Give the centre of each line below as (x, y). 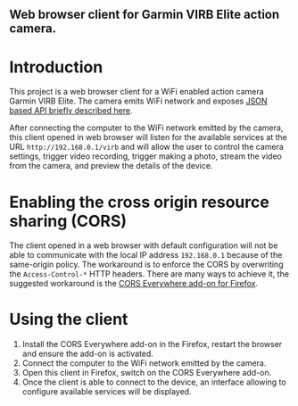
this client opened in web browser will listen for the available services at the (148, 137)
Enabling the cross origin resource (139, 202)
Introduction (56, 67)
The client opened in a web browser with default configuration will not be (144, 245)
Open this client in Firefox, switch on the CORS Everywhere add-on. (147, 373)
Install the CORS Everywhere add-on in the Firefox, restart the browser (152, 344)
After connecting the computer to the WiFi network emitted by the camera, (146, 128)
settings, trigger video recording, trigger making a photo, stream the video (146, 156)
